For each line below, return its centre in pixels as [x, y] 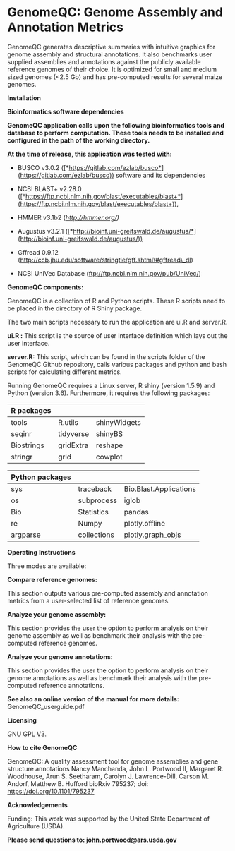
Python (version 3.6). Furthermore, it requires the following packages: [109, 393]
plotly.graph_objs [152, 535]
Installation [24, 98]
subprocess [98, 500]
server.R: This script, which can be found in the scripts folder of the [106, 356]
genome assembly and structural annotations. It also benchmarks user [110, 54]
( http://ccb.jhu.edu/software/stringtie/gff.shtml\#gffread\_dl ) [105, 260]
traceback [95, 489]
